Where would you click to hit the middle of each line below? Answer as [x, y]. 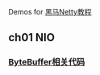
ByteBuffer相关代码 [47, 62]
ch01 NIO [31, 37]
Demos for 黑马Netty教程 [50, 12]
